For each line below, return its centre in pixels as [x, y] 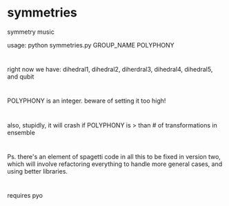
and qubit [21, 76]
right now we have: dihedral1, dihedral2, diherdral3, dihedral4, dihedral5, [110, 70]
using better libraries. [37, 171]
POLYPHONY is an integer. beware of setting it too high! [87, 101]
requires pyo [25, 195]
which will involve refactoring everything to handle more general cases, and [115, 164]
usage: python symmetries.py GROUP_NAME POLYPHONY [91, 45]
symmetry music [31, 32]
